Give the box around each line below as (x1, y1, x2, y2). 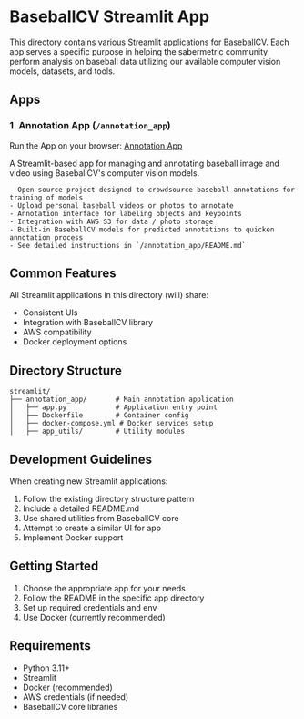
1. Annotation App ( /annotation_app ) (9, 119, 171, 132)
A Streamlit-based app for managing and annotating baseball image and (9, 158, 280, 169)
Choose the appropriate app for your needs (22, 582, 187, 593)
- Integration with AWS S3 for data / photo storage (9, 217, 214, 226)
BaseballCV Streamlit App (9, 6, 210, 27)
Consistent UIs (22, 307, 78, 318)
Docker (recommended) (22, 682, 114, 693)
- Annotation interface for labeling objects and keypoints (9, 209, 243, 218)
